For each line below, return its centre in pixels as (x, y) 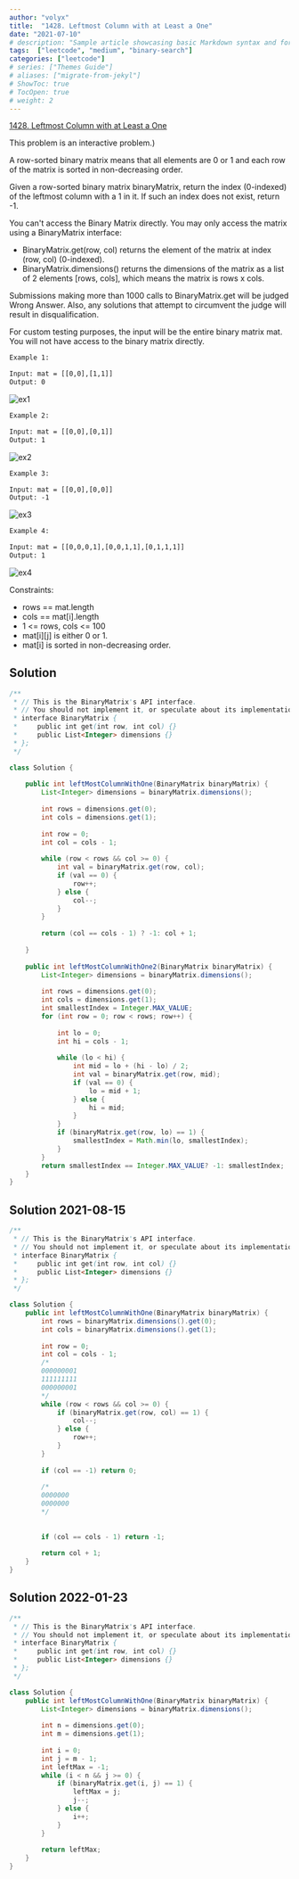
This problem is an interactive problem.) (82, 143)
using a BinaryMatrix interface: (66, 233)
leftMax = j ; (97, 1792)
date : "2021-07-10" (45, 34)
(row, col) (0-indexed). (63, 260)
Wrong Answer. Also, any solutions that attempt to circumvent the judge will (148, 305)
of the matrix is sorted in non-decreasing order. (96, 169)
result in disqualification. (54, 315)
